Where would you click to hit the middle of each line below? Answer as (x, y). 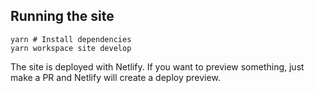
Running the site (62, 16)
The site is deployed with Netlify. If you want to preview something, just (157, 66)
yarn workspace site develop (71, 48)
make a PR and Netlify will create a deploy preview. (115, 77)
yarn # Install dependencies (71, 39)
